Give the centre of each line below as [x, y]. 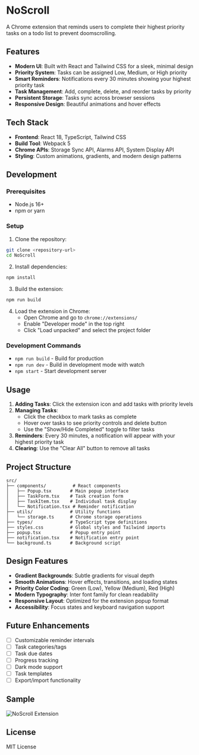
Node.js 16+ [29, 204]
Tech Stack [27, 123]
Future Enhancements [48, 626]
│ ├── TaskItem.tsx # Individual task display [71, 501]
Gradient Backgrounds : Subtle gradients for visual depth [84, 575]
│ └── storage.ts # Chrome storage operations [74, 517]
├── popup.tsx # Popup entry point [63, 532]
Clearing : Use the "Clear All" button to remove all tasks [82, 448]
